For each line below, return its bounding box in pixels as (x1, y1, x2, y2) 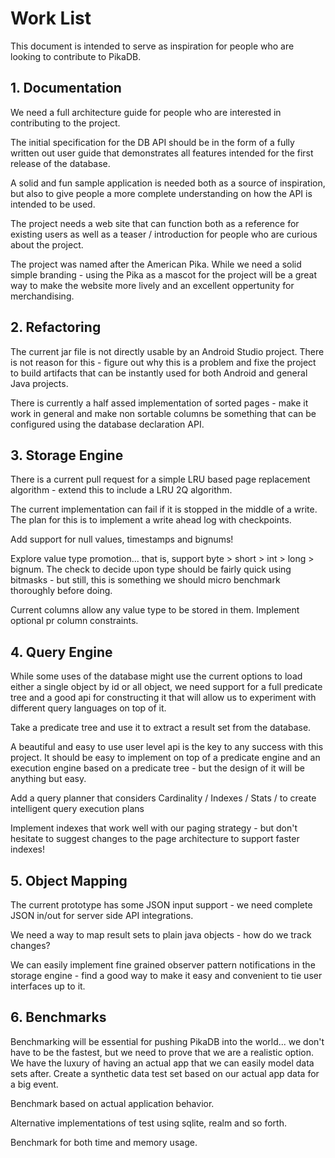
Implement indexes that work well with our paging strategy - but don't (10, 822, 298, 834)
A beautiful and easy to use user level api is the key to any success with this (10, 741, 324, 753)
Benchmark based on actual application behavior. (10, 1097, 215, 1109)
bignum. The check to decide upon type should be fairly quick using (10, 563, 292, 576)
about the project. (10, 238, 84, 251)
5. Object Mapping (10, 872, 128, 889)
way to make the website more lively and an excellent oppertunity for (10, 279, 295, 291)
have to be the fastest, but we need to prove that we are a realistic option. (10, 1046, 315, 1058)
